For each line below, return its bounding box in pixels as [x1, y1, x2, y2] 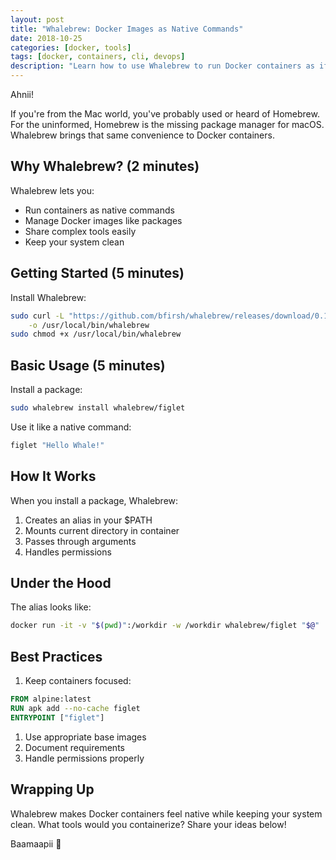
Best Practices [10, 648, 103, 665]
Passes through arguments [24, 535, 137, 547]
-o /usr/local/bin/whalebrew [28, 320, 150, 330]
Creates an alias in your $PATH [24, 514, 153, 526]
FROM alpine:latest [10, 694, 92, 705]
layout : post [10, 14, 65, 25]
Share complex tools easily [24, 225, 137, 237]
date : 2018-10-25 [10, 33, 83, 43]
